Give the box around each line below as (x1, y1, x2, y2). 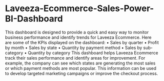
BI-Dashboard (5, 13, 63, 24)
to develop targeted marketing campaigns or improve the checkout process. (5, 70, 158, 76)
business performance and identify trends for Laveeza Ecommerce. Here (5, 34, 152, 40)
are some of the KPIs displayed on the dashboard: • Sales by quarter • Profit (5, 39, 159, 45)
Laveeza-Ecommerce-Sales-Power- (5, 3, 154, 14)
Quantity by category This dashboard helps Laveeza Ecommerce (27, 49, 159, 56)
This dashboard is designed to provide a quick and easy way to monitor (5, 29, 149, 35)
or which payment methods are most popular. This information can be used (5, 65, 157, 71)
